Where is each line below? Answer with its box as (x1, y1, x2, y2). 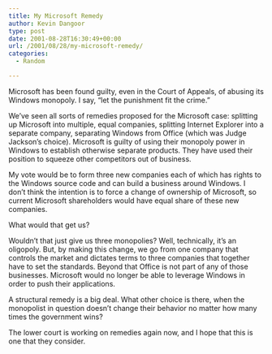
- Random (15, 58, 45, 66)
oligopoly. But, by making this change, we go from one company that (8, 244, 239, 254)
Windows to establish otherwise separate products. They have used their (8, 145, 253, 155)
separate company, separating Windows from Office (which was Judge (8, 127, 247, 138)
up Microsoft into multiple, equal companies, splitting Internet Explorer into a (8, 119, 264, 129)
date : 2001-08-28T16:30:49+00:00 (8, 34, 122, 43)
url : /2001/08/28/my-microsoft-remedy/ (8, 42, 144, 50)
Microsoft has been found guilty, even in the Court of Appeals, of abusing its (8, 86, 264, 96)
